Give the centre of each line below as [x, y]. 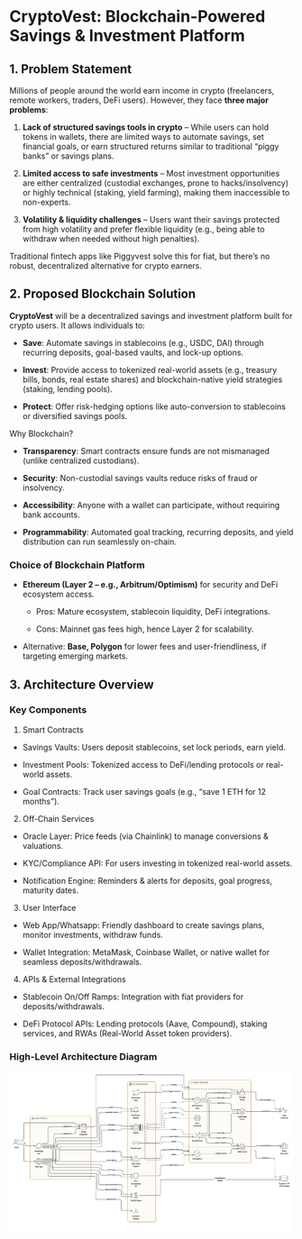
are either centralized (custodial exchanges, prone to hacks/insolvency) [156, 183]
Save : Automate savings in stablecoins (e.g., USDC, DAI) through [143, 342]
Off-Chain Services [58, 818]
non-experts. [46, 202]
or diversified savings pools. [75, 415]
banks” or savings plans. [68, 156]
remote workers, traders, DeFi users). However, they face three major [139, 100]
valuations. [43, 845]
